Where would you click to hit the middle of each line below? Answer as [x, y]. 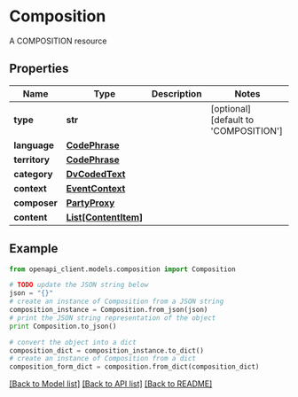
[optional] [231, 108]
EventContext [96, 188]
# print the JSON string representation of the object [113, 318]
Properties [39, 69]
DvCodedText [96, 174]
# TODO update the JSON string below [79, 285]
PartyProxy [90, 203]
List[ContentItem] [105, 217]
